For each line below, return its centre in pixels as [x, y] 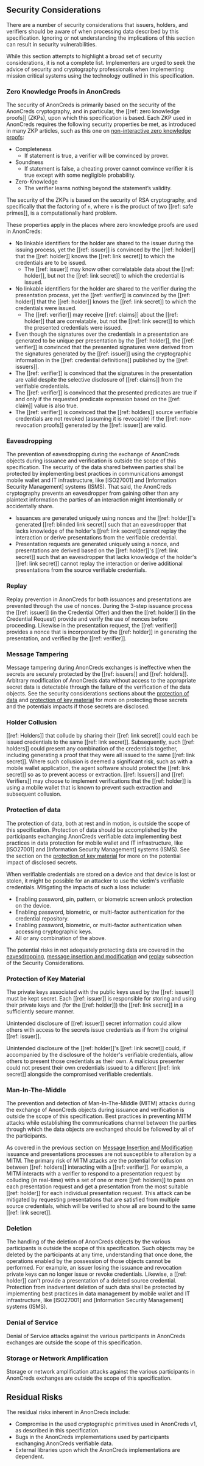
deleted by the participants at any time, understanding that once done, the [100, 1255]
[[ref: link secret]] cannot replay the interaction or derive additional [99, 564]
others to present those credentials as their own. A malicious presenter [95, 1061]
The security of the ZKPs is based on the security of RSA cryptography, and [102, 200]
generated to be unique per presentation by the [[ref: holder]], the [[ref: [105, 341]
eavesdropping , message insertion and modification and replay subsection [100, 956]
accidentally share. [30, 506]
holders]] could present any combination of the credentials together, [92, 749]
